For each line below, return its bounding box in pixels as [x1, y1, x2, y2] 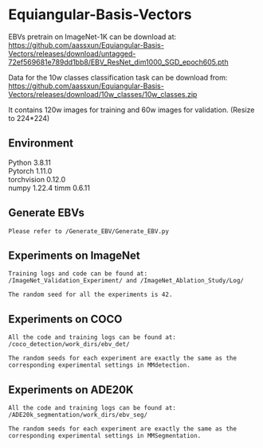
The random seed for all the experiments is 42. [8, 290, 173, 299]
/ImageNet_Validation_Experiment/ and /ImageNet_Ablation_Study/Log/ [8, 277, 245, 285]
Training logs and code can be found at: [8, 270, 148, 278]
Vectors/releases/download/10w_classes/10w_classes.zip [8, 89, 198, 99]
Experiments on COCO [8, 312, 123, 325]
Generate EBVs [8, 206, 85, 220]
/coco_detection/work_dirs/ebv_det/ [8, 341, 130, 349]
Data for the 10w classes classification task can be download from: [8, 72, 228, 82]
